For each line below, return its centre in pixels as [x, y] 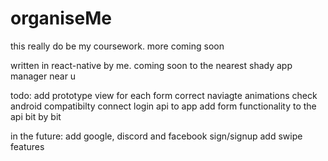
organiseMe [61, 18]
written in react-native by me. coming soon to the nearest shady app [151, 65]
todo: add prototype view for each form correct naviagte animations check [164, 95]
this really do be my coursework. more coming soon [117, 46]
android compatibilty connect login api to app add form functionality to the [163, 106]
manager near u [43, 76]
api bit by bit [36, 116]
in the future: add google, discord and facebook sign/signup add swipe [156, 136]
